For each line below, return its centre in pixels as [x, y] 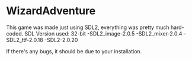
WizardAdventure [51, 11]
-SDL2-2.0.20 [61, 40]
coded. [15, 33]
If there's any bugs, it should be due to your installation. [74, 51]
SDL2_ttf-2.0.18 [25, 40]
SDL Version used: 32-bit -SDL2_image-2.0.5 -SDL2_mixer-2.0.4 [103, 33]
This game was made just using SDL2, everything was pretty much [88, 27]
